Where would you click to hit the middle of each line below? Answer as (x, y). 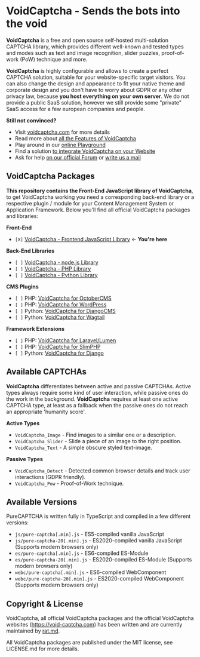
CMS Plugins (22, 286)
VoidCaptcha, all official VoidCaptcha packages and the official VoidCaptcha (100, 618)
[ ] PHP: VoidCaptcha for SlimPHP (58, 346)
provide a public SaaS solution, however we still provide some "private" (94, 102)
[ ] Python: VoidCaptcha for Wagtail (60, 317)
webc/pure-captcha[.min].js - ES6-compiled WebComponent (90, 572)
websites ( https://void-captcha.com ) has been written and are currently (94, 625)
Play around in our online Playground (60, 145)
